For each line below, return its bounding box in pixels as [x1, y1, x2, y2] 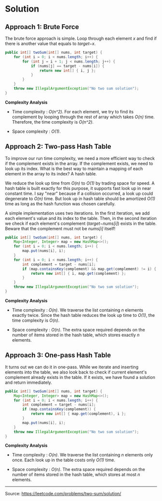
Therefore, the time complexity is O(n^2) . [12, 119, 94, 125]
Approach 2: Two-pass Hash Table [5, 142, 111, 151]
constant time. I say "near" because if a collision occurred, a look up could [5, 190, 153, 196]
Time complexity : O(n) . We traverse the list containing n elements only [12, 452, 153, 458]
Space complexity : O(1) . [12, 128, 61, 134]
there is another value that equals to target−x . [5, 41, 96, 47]
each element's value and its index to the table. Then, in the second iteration [5, 215, 157, 221]
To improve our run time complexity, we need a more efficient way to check [5, 155, 155, 161]
